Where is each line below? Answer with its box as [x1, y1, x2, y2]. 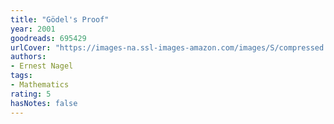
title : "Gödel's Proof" [10, 14, 110, 25]
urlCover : [10, 42, 52, 53]
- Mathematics [10, 80, 70, 90]
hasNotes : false [10, 98, 78, 108]
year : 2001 [10, 24, 56, 34]
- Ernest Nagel [10, 61, 74, 71]
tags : [10, 71, 33, 81]
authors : [10, 52, 47, 62]
